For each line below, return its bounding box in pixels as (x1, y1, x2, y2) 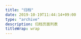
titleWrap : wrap (5, 26, 40, 31)
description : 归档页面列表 (5, 21, 58, 27)
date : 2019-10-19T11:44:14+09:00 (5, 12, 76, 17)
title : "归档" (5, 7, 34, 13)
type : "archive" (5, 17, 40, 22)
